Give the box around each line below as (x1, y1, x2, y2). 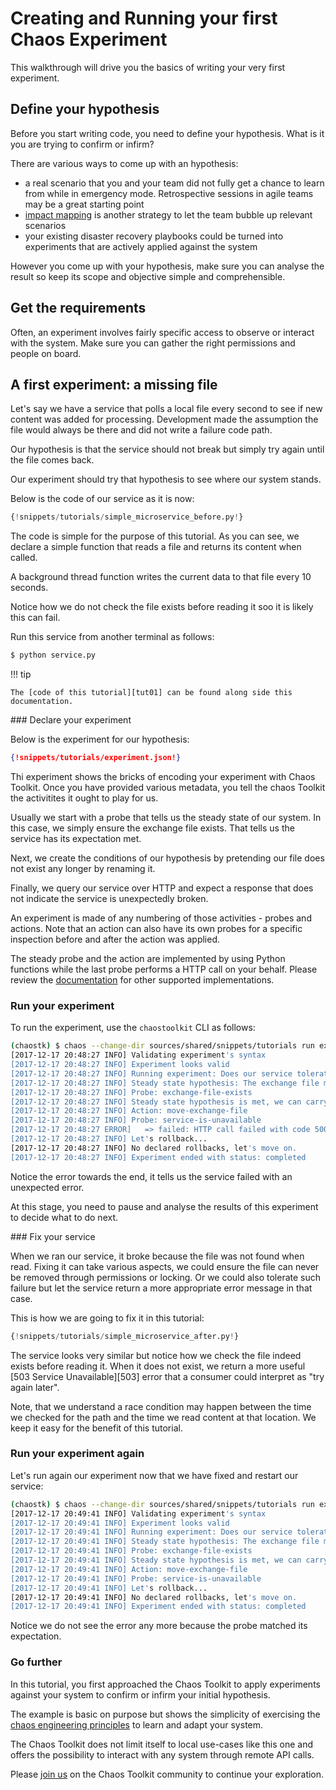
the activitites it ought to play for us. (10, 792, 159, 804)
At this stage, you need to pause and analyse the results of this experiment (10, 1200, 319, 1212)
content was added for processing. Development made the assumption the (10, 413, 319, 426)
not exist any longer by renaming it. (10, 863, 156, 874)
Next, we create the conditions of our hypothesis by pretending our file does (10, 852, 325, 864)
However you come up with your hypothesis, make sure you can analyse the (10, 260, 325, 272)
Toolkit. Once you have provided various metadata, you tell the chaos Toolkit (10, 782, 326, 793)
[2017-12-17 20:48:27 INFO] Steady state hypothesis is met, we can (10, 1097, 302, 1107)
